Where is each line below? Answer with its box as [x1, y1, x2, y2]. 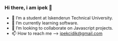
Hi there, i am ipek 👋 [4, 4, 52, 11]
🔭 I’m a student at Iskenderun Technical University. [11, 15, 114, 21]
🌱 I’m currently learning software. [11, 20, 79, 26]
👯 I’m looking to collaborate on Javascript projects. [11, 25, 114, 31]
